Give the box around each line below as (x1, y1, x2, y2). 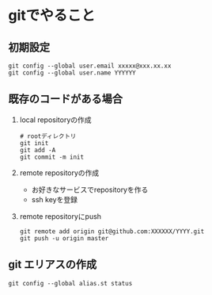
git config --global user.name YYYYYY (8, 69, 136, 77)
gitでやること (8, 6, 96, 25)
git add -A (19, 146, 56, 154)
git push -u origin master (19, 234, 109, 242)
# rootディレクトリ (19, 132, 77, 140)
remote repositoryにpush (19, 211, 101, 221)
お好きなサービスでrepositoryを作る (31, 185, 149, 194)
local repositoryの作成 (19, 115, 93, 125)
